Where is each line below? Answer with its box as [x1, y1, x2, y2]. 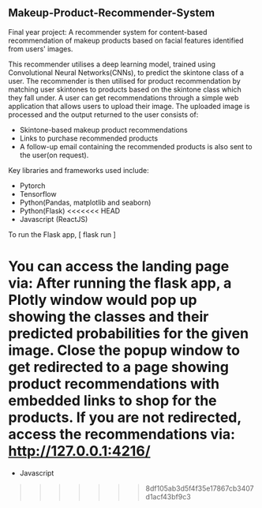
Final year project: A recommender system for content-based [8, 27, 208, 36]
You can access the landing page [8, 258, 230, 275]
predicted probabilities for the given [8, 325, 249, 342]
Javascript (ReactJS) [19, 214, 88, 224]
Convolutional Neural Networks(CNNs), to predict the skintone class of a [8, 67, 245, 77]
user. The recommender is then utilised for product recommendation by [8, 76, 241, 85]
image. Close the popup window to [8, 341, 241, 359]
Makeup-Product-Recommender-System [8, 6, 215, 20]
